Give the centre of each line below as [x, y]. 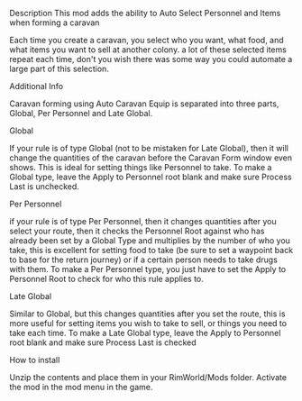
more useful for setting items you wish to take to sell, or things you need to [148, 323]
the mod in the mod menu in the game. [81, 387]
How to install [35, 360]
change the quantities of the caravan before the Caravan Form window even [151, 158]
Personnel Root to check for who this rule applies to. [107, 279]
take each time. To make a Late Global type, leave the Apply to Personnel [145, 333]
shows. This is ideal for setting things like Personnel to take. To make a [141, 167]
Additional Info [37, 86]
